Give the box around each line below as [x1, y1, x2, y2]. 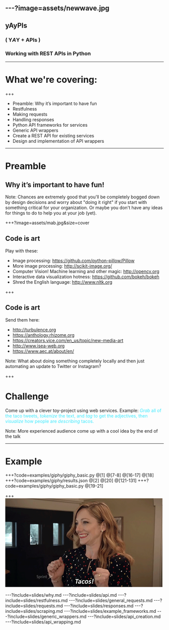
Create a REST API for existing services [12, 132, 95, 138]
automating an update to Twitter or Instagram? [5, 363, 102, 369]
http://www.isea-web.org [12, 343, 65, 349]
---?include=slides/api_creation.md [87, 613, 161, 620]
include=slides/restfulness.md [5, 598, 68, 604]
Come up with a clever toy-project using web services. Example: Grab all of [5, 407, 162, 413]
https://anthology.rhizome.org [12, 332, 74, 338]
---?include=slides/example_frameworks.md [63, 608, 156, 614]
